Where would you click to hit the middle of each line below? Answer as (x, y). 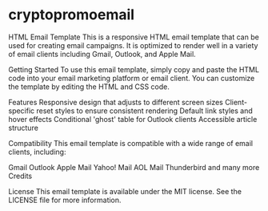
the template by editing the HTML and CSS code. (89, 87)
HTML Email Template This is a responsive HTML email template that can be (134, 37)
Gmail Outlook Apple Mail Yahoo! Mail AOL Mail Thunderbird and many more (134, 167)
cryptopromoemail (71, 15)
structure (23, 128)
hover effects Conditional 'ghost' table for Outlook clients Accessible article (133, 119)
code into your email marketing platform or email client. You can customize (132, 78)
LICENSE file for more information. (65, 200)
